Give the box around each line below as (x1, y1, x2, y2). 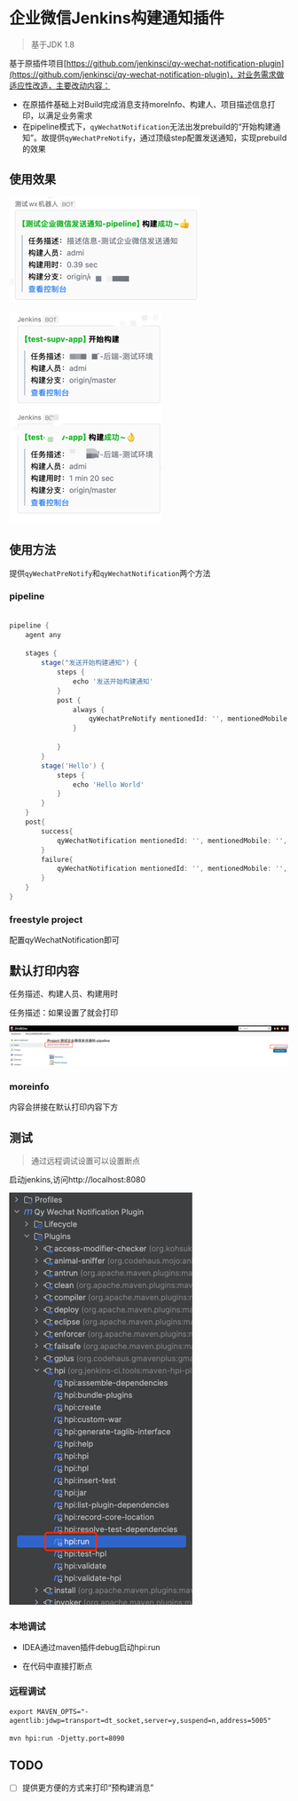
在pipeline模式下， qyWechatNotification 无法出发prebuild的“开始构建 (21, 121, 273, 131)
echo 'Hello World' (72, 780, 145, 789)
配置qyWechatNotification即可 (9, 935, 120, 945)
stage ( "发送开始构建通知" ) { (41, 659, 138, 667)
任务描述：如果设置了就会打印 (9, 1007, 118, 1018)
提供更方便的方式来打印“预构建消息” (21, 1782, 154, 1793)
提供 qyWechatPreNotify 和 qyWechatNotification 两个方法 (9, 567, 211, 578)
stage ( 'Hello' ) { (41, 761, 105, 770)
